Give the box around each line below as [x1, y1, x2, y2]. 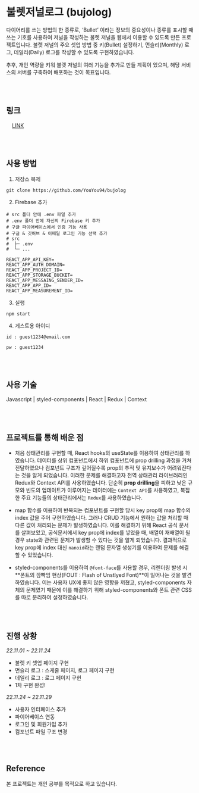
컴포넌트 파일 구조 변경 [14, 728, 68, 735]
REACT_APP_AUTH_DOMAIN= [6, 261, 65, 268]
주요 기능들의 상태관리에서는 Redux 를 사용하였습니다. [21, 494, 143, 501]
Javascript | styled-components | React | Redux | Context [6, 396, 147, 403]
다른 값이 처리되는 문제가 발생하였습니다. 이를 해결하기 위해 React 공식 [14, 522, 178, 529]
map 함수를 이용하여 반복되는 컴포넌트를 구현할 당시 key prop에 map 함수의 [14, 507, 191, 514]
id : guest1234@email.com [6, 334, 70, 340]
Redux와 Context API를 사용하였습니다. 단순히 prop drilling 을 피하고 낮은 [14, 479, 187, 486]
